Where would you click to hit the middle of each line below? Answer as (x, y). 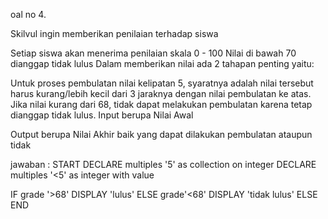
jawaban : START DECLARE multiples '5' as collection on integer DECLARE (163, 164)
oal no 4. (28, 14)
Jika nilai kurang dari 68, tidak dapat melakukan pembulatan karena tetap (161, 104)
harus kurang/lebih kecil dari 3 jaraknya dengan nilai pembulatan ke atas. (161, 93)
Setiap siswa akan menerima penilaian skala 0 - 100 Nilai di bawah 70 (153, 53)
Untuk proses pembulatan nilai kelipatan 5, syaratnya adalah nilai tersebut (162, 83)
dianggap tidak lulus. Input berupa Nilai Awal (102, 115)
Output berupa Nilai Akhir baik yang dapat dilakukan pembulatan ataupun (161, 134)
